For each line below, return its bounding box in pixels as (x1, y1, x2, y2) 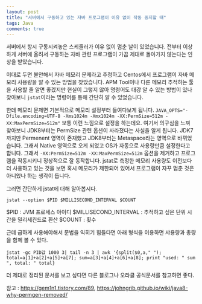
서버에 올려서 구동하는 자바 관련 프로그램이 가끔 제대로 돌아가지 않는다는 (17, 51, 187, 58)
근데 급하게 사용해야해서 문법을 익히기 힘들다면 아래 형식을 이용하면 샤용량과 (6, 229, 185, 236)
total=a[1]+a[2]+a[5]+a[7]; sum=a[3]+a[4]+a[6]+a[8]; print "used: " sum (6, 255, 196, 261)
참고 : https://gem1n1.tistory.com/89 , (6, 285, 96, 292)
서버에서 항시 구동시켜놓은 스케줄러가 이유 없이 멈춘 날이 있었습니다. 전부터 (6, 43, 182, 50)
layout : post (6, 8, 39, 15)
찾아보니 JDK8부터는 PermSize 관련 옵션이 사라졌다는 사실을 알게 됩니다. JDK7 (6, 127, 194, 134)
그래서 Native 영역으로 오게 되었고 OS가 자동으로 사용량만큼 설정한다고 (24, 142, 191, 149)
